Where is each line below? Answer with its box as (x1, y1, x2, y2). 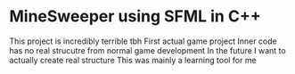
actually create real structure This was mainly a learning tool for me (9, 54, 257, 65)
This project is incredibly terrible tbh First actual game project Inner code (9, 36, 278, 46)
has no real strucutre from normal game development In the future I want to (9, 45, 287, 55)
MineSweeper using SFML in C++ (9, 6, 261, 27)
